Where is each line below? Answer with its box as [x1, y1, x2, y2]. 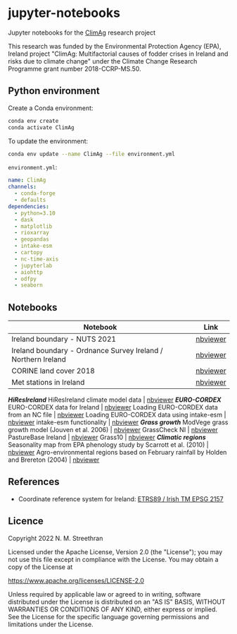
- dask [14, 216, 34, 223]
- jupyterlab [14, 262, 53, 269]
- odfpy [14, 275, 37, 282]
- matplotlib [14, 222, 53, 230]
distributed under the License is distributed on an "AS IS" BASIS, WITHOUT [8, 597, 226, 606]
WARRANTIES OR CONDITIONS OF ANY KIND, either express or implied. [8, 605, 217, 614]
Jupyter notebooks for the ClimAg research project [8, 28, 156, 37]
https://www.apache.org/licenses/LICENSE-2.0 [8, 576, 145, 585]
